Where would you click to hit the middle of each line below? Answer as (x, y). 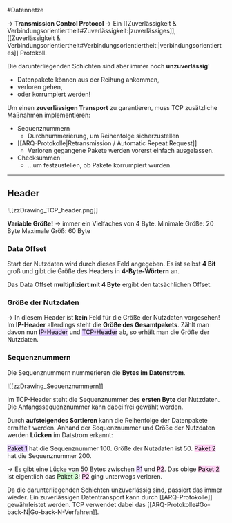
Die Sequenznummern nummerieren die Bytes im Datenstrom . (96, 372)
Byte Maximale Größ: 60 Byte (49, 230)
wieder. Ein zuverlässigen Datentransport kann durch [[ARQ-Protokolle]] (110, 497)
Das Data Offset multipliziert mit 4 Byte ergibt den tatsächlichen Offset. (109, 285)
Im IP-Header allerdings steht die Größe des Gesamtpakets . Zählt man (108, 325)
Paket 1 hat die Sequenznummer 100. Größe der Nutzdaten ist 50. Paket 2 (112, 448)
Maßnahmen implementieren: (49, 115)
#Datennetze (26, 10)
